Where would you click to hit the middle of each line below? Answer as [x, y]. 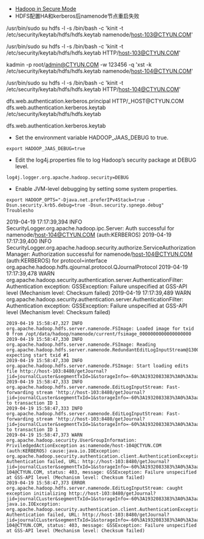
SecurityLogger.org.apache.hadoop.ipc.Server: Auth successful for [90, 228]
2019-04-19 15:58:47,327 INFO [45, 323]
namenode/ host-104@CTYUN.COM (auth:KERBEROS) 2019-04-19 [89, 235]
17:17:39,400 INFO [29, 241]
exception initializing [36, 493]
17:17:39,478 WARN [30, 273]
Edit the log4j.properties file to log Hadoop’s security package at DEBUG [106, 160]
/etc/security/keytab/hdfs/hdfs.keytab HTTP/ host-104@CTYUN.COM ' [93, 89]
